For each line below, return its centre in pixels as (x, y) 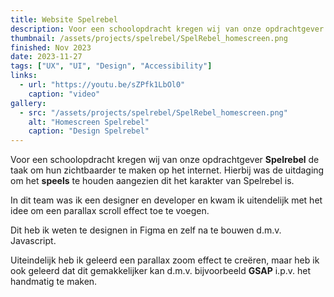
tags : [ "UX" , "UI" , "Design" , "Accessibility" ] (111, 66)
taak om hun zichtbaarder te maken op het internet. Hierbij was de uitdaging (167, 170)
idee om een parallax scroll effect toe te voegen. (110, 211)
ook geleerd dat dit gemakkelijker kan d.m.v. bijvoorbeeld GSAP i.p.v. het (160, 271)
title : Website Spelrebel (64, 19)
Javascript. (33, 241)
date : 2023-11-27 (46, 57)
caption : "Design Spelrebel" (89, 131)
